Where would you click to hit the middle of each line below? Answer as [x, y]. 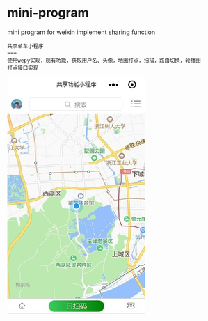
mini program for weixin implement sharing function [81, 32]
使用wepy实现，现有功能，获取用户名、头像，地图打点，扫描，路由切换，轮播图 [104, 61]
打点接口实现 [23, 68]
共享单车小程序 [25, 46]
